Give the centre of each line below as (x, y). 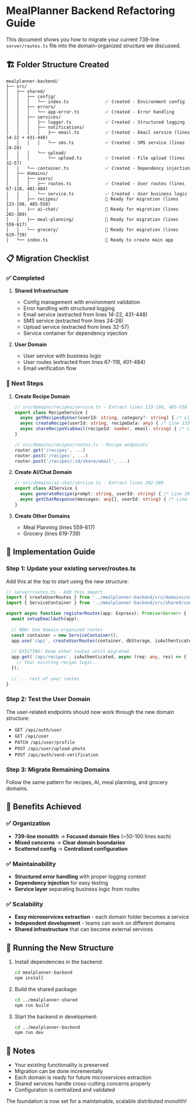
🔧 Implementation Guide (51, 552)
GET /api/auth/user (38, 730)
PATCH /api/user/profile (45, 742)
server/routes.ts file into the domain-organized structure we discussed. (93, 46)
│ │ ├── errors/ (31, 106)
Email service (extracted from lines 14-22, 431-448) (85, 315)
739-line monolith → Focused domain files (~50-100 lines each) (93, 836)
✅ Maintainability (31, 864)
